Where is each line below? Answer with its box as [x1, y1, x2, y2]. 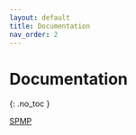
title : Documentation [9, 22, 91, 31]
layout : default [9, 13, 70, 22]
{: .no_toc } [9, 98, 50, 109]
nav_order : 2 [9, 30, 59, 39]
